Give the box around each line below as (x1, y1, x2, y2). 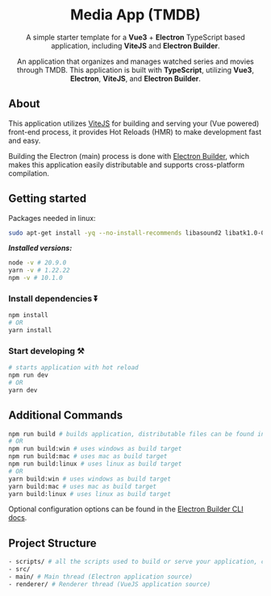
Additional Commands (8, 409, 123, 423)
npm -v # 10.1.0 (8, 274, 63, 282)
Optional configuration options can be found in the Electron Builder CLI (8, 504, 244, 514)
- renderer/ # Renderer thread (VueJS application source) (8, 580, 211, 588)
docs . (8, 513, 27, 523)
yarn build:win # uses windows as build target (8, 474, 172, 483)
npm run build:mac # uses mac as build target (8, 452, 168, 461)
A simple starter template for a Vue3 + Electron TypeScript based (26, 32, 245, 42)
